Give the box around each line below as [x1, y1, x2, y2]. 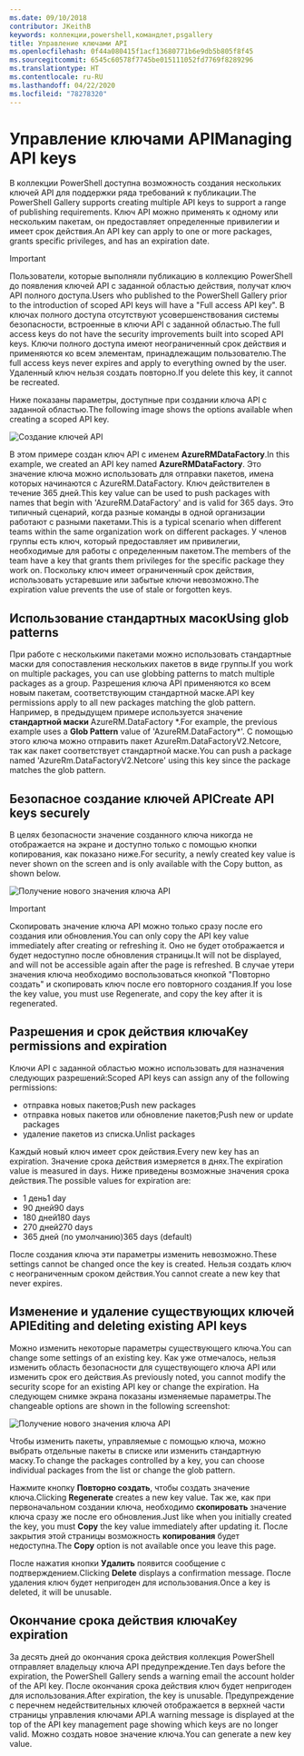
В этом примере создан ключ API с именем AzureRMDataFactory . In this [9, 449, 290, 460]
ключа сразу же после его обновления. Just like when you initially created [9, 1511, 292, 1522]
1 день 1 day [22, 1192, 66, 1204]
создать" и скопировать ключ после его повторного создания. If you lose [9, 978, 292, 990]
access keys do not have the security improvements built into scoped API [9, 329, 284, 340]
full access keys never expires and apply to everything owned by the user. [9, 358, 288, 369]
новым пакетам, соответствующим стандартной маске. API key [9, 688, 255, 699]
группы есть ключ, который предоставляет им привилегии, [9, 536, 240, 547]
